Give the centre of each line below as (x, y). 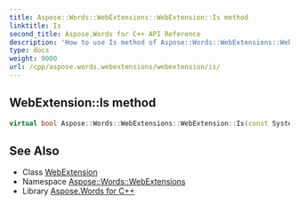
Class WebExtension (60, 172)
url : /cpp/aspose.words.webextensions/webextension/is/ (115, 67)
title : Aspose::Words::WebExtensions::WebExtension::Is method (129, 17)
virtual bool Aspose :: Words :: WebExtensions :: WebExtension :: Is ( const (139, 123)
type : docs (29, 51)
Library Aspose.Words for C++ (78, 191)
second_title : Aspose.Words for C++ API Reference (105, 34)
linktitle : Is (36, 26)
